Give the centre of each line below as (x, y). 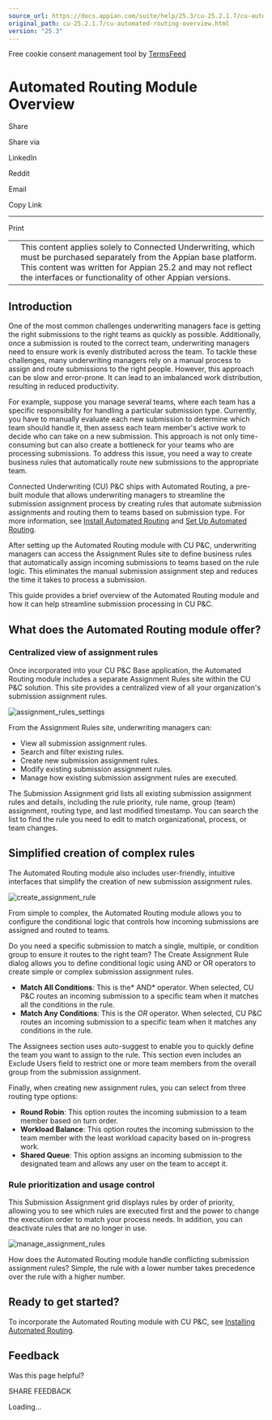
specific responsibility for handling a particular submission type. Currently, (133, 411)
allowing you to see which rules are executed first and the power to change (134, 1210)
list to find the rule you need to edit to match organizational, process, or (127, 819)
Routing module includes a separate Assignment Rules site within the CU (130, 678)
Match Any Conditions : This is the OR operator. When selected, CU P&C (141, 1013)
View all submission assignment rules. (84, 743)
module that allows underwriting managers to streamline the (125, 495)
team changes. (33, 828)
